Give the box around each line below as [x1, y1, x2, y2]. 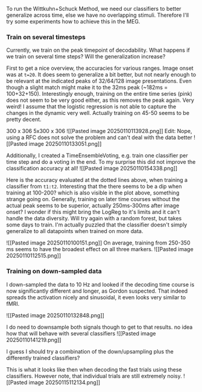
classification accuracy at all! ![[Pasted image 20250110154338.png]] [6, 165, 178, 172]
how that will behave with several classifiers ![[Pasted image [6, 329, 156, 337]
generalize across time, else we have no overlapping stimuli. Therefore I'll [6, 11, 189, 19]
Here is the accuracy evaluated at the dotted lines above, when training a [6, 176, 188, 184]
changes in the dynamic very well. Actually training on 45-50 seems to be [6, 110, 190, 117]
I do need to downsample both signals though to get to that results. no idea [6, 323, 193, 331]
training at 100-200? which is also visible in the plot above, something [6, 189, 180, 196]
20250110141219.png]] [6, 336, 62, 343]
